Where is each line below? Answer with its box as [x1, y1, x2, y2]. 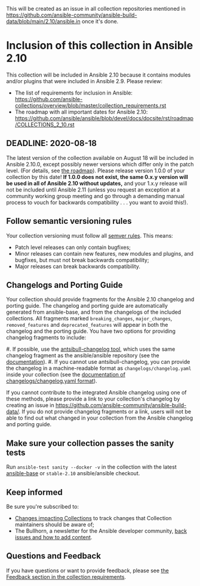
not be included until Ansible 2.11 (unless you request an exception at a [6, 186, 180, 193]
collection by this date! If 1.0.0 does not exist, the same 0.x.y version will [6, 173, 188, 180]
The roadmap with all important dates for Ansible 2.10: [14, 108, 148, 116]
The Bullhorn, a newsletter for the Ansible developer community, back [14, 527, 187, 535]
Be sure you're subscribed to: [6, 503, 79, 510]
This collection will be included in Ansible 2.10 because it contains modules [6, 71, 191, 78]
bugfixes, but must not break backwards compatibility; [14, 256, 149, 263]
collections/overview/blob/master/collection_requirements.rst [14, 102, 167, 109]
